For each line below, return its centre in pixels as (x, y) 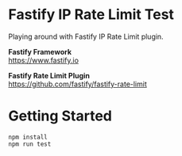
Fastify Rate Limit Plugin (49, 75)
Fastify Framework (40, 51)
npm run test (30, 144)
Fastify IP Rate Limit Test (91, 15)
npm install (28, 137)
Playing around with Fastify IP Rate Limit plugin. (86, 36)
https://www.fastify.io (44, 60)
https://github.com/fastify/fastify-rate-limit (77, 84)
